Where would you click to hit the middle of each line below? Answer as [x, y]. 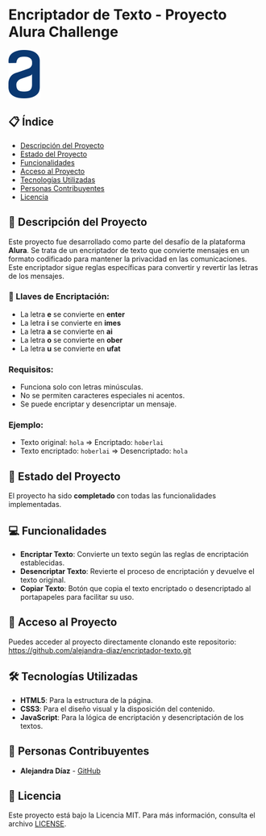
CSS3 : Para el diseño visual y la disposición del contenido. [117, 709]
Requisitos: [31, 369]
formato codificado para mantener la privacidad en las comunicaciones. [128, 259]
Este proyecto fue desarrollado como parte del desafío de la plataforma [127, 241]
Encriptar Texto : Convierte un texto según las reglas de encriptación [134, 555]
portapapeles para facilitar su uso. [77, 597]
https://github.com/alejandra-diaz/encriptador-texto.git [100, 650]
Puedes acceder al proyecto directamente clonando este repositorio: [122, 642]
